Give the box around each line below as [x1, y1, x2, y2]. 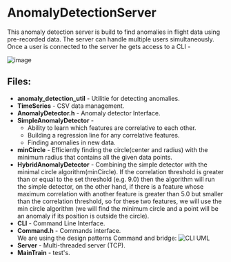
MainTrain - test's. [17, 248, 70, 256]
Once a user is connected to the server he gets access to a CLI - [7, 42, 191, 50]
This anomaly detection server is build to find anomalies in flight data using [7, 28, 221, 36]
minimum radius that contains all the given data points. [17, 153, 172, 161]
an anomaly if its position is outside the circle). [17, 212, 150, 220]
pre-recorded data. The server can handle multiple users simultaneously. [7, 35, 215, 43]
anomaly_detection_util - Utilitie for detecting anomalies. [17, 94, 181, 102]
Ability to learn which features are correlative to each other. [27, 123, 197, 132]
